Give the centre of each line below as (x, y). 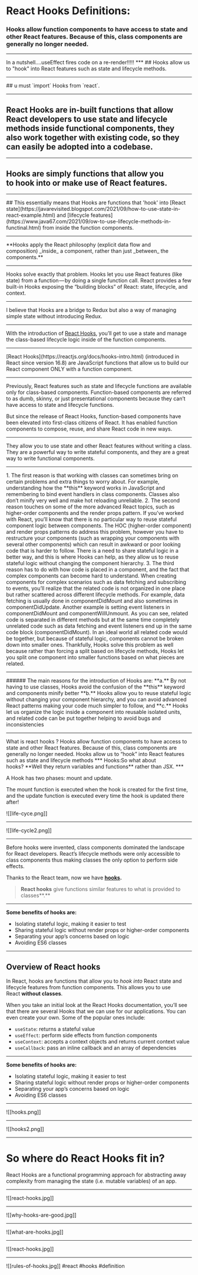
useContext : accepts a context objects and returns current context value (102, 1041)
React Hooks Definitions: (68, 11)
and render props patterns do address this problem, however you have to (95, 532)
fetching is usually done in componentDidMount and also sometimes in (92, 601)
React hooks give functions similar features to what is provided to (100, 889)
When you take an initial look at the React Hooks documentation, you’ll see (97, 1005)
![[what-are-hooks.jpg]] (35, 1232)
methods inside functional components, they (90, 128)
